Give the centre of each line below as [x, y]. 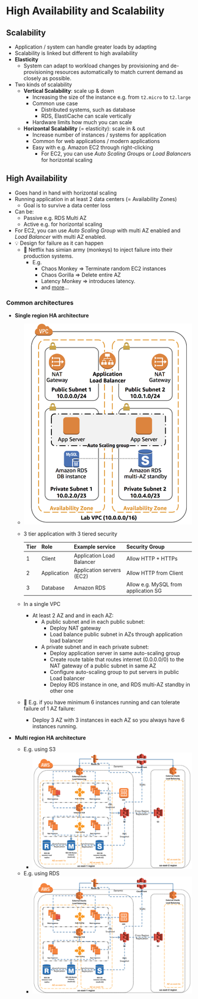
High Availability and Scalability [85, 11]
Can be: [24, 212]
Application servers [98, 570]
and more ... [55, 287]
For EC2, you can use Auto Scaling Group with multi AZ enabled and [98, 230]
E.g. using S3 [39, 749]
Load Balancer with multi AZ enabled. [60, 236]
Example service [95, 547]
